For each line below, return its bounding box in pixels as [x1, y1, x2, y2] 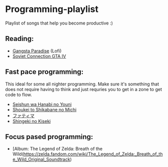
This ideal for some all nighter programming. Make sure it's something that [5, 81, 159, 87]
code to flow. [5, 91, 33, 97]
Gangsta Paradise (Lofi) [12, 47, 62, 53]
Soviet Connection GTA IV [12, 53, 66, 59]
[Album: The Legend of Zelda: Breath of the [12, 146, 103, 152]
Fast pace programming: [5, 67, 84, 76]
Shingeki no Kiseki [12, 118, 51, 124]
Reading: [5, 34, 34, 43]
